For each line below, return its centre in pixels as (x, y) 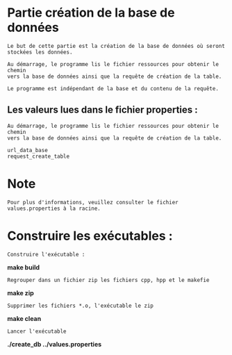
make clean (24, 318)
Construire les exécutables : (90, 236)
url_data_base (28, 150)
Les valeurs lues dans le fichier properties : (102, 110)
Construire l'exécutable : (46, 254)
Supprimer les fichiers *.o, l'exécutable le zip (81, 306)
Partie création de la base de (91, 13)
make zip (21, 292)
